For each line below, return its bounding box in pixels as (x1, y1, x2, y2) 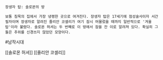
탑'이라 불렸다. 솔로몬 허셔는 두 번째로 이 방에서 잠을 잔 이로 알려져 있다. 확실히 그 (5, 25, 159, 30)
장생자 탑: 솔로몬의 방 (5, 4, 45, 9)
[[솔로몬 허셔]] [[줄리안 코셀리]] (5, 50, 66, 55)
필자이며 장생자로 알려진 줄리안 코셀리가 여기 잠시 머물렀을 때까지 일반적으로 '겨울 (5, 19, 152, 24)
